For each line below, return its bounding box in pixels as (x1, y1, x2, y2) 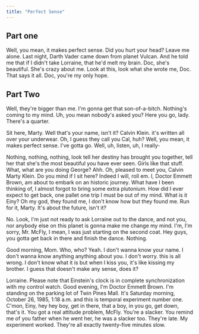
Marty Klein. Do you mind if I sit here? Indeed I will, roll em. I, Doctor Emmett (6, 172, 192, 180)
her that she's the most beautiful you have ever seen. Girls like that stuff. (6, 160, 184, 167)
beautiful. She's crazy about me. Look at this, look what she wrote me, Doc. (6, 66, 191, 73)
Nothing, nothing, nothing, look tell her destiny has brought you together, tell (6, 153, 193, 161)
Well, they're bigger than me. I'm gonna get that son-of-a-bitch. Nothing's (6, 105, 187, 112)
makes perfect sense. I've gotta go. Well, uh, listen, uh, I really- (6, 142, 160, 149)
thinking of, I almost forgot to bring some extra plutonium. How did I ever (6, 185, 184, 193)
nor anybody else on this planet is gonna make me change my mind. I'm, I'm (6, 222, 192, 230)
